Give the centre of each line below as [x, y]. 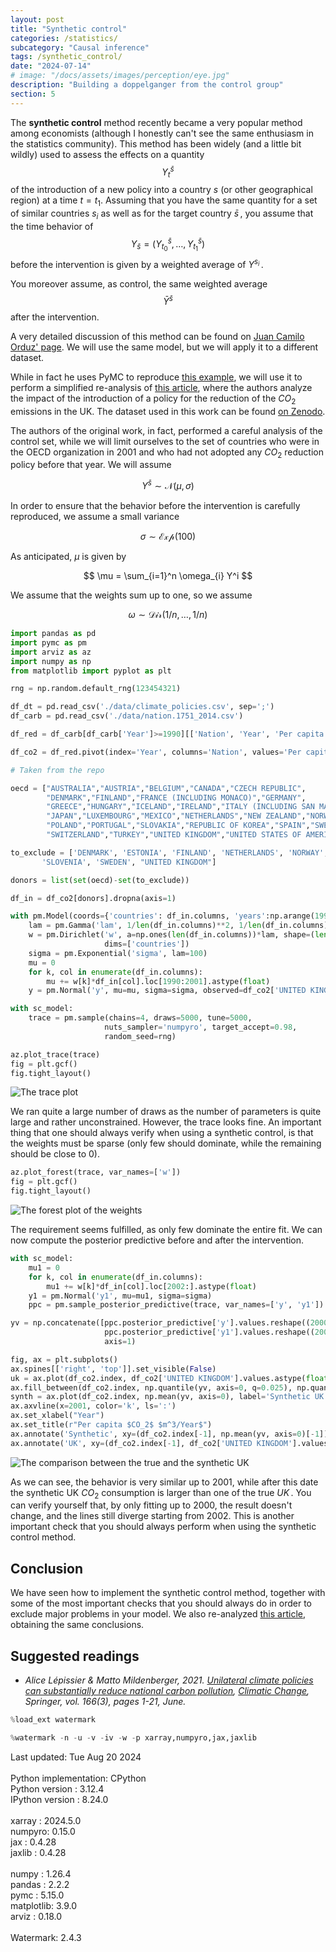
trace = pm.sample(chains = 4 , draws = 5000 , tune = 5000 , [140, 1018]
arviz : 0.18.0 [36, 1916]
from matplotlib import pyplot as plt [91, 671]
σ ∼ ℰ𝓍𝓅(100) [168, 537]
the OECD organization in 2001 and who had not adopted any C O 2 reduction [167, 453]
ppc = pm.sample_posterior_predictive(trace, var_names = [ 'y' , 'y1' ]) [176, 1305]
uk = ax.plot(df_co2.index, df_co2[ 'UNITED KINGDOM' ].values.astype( [158, 1378]
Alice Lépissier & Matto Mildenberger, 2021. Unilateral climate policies [169, 1680]
